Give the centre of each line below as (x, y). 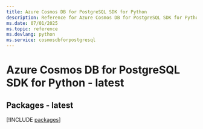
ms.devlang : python (31, 35)
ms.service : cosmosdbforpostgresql (51, 40)
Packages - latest (40, 105)
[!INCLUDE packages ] (34, 120)
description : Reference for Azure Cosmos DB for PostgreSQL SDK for (94, 18)
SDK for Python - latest (65, 83)
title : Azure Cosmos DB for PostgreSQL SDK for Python (77, 12)
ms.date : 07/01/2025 (32, 23)
